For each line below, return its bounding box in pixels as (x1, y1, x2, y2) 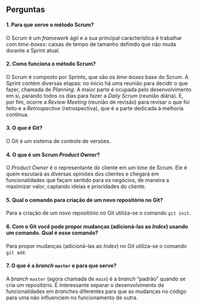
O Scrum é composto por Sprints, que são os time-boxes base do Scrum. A (6, 73, 189, 80)
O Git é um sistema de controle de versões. (6, 138, 111, 144)
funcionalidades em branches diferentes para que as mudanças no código (6, 288, 187, 295)
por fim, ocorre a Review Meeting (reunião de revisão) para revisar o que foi (6, 98, 190, 105)
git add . (6, 249, 26, 256)
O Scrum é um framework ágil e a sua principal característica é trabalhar (6, 34, 182, 41)
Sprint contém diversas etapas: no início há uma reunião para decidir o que (6, 80, 188, 87)
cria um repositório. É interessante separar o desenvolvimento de (6, 281, 165, 288)
